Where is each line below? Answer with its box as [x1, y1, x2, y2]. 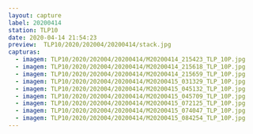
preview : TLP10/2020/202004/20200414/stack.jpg [8, 41, 172, 49]
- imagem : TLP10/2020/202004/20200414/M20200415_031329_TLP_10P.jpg [15, 77, 246, 85]
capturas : [8, 48, 41, 56]
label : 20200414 [8, 19, 62, 27]
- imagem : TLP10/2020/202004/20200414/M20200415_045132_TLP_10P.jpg [15, 84, 246, 93]
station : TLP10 [8, 26, 59, 34]
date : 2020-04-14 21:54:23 [8, 33, 97, 42]
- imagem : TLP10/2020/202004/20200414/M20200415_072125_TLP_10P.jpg [15, 99, 246, 107]
